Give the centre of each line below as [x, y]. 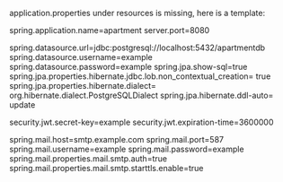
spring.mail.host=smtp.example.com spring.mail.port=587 [117, 139]
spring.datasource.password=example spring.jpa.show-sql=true [128, 67]
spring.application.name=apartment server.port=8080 [110, 30]
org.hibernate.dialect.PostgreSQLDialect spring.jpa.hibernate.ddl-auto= [141, 95]
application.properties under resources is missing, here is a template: [137, 13]
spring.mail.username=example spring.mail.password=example [127, 149]
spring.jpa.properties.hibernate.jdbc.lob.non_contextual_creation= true [140, 76]
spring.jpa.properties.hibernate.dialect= [83, 86]
